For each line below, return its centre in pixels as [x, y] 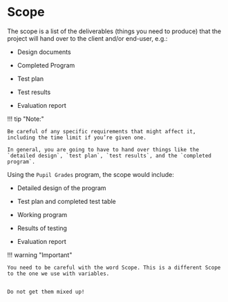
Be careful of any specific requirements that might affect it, [102, 131]
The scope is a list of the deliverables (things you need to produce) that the [114, 31]
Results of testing [42, 228]
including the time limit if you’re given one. [77, 138]
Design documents [44, 52]
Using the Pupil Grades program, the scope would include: [91, 174]
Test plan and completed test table [66, 201]
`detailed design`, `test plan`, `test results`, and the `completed [110, 155]
